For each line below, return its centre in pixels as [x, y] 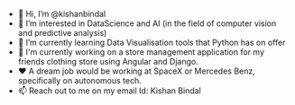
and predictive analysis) [62, 33]
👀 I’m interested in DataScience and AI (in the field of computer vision [147, 23]
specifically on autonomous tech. [79, 80]
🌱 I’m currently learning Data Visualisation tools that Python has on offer [152, 42]
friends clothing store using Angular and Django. [108, 61]
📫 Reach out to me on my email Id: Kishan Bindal [109, 91]
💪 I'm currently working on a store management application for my [141, 52]
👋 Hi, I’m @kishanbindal [62, 14]
